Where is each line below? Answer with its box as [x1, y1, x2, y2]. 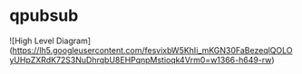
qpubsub [9, 5, 79, 26]
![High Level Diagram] [9, 35, 92, 46]
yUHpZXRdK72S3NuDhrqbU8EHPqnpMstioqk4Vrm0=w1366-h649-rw [9, 54, 272, 65]
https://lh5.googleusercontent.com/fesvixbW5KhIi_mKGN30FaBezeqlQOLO [12, 44, 293, 55]
